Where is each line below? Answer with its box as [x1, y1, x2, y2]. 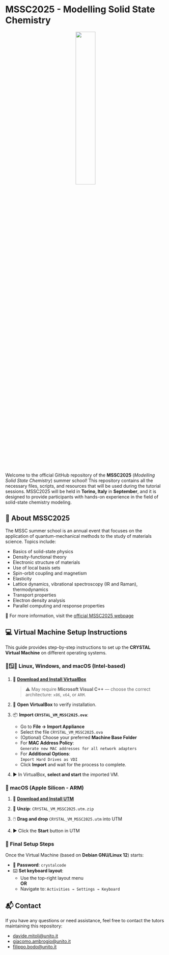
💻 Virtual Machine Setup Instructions [5, 628, 127, 637]
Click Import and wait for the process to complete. [20, 761, 126, 767]
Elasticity [12, 575, 32, 581]
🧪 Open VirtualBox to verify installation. [12, 701, 97, 708]
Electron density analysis [12, 597, 65, 603]
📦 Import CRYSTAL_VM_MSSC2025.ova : [12, 712, 89, 718]
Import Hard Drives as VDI [20, 757, 78, 762]
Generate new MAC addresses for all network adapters [20, 746, 137, 751]
